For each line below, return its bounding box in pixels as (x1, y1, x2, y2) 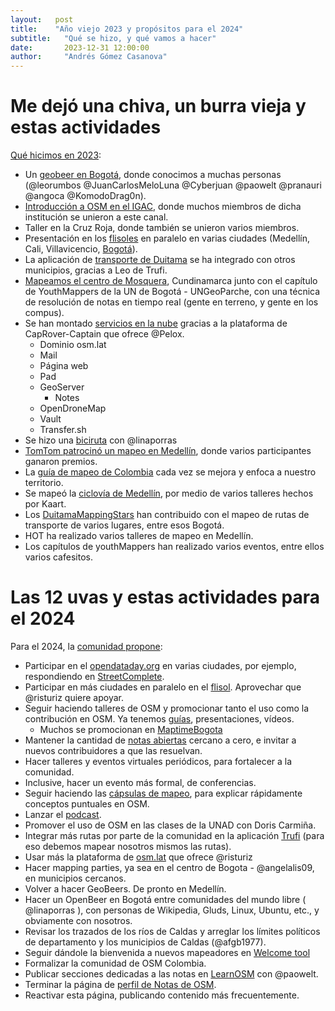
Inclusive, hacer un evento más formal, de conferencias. (24, 777, 257, 788)
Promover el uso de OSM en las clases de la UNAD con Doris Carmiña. (24, 819, 317, 831)
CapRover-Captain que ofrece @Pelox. (24, 328, 185, 340)
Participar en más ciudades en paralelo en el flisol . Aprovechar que (24, 681, 302, 693)
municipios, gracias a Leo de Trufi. (24, 264, 168, 276)
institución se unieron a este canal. (24, 211, 169, 223)
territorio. (24, 477, 64, 489)
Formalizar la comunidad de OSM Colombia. (24, 957, 207, 969)
